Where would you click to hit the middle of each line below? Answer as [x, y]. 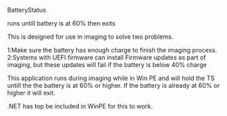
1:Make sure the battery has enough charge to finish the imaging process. [112, 50]
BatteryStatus [27, 10]
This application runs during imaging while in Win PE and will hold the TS [111, 78]
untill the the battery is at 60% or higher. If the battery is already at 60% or [113, 85]
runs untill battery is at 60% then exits [61, 23]
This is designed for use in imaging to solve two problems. [90, 37]
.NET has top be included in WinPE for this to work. [80, 106]
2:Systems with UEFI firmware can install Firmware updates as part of [107, 57]
